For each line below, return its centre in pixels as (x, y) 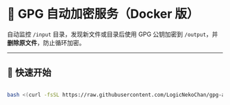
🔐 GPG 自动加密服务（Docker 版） (103, 14)
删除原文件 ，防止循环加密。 (46, 42)
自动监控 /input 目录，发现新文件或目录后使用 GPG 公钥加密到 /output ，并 (113, 34)
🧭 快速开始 (29, 73)
